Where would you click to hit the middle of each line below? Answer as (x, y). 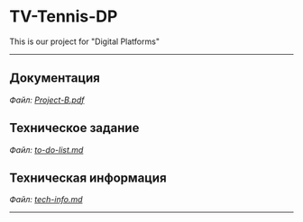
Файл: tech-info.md (46, 200)
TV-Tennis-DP (64, 17)
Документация (55, 78)
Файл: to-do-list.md (46, 149)
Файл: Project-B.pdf (47, 100)
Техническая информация (88, 178)
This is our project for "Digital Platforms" (85, 41)
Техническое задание (74, 128)
